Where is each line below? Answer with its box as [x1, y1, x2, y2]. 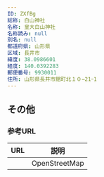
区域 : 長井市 [7, 50, 40, 57]
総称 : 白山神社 [7, 17, 46, 24]
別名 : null [7, 37, 37, 44]
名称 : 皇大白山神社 [7, 23, 56, 30]
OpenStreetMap [31, 159, 84, 169]
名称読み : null [7, 29, 48, 37]
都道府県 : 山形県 [7, 43, 51, 50]
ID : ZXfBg [7, 10, 37, 18]
